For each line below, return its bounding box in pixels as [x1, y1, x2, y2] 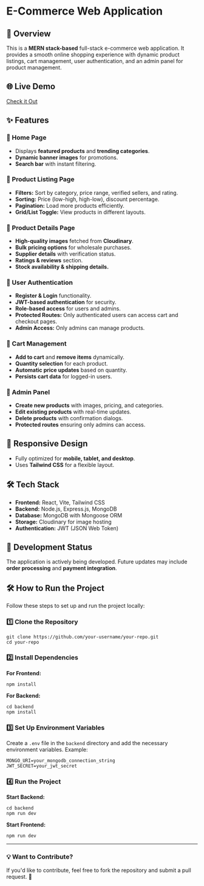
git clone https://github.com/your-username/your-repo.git [6, 633, 159, 640]
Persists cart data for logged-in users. [15, 372, 112, 380]
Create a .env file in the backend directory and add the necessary [6, 740, 168, 747]
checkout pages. [15, 318, 58, 325]
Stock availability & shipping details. [15, 263, 109, 271]
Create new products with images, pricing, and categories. [15, 401, 164, 409]
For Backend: [6, 692, 41, 699]
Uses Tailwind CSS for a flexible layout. [15, 461, 114, 468]
